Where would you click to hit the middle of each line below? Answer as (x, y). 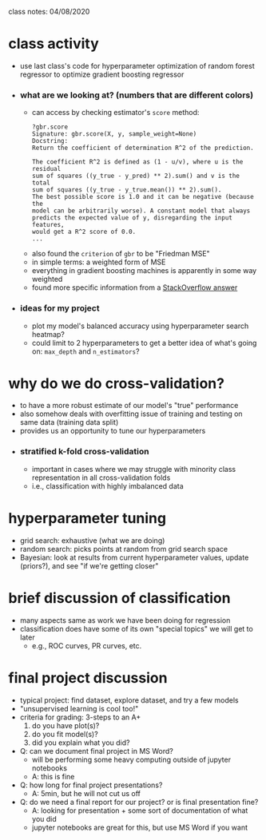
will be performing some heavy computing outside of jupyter (131, 759)
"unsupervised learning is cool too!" (79, 708)
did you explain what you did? (81, 743)
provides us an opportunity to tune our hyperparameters (113, 431)
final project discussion (88, 678)
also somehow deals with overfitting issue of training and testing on (131, 414)
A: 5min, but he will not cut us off (86, 793)
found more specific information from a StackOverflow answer (135, 287)
